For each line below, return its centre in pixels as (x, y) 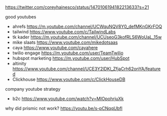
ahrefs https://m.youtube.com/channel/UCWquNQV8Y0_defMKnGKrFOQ (87, 26)
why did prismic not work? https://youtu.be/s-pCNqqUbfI (64, 108)
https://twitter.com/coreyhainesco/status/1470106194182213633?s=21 (77, 7)
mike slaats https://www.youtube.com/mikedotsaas (65, 42)
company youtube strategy (33, 89)
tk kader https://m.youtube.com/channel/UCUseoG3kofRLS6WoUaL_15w (87, 37)
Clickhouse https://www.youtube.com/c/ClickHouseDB (69, 79)
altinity (19, 63)
